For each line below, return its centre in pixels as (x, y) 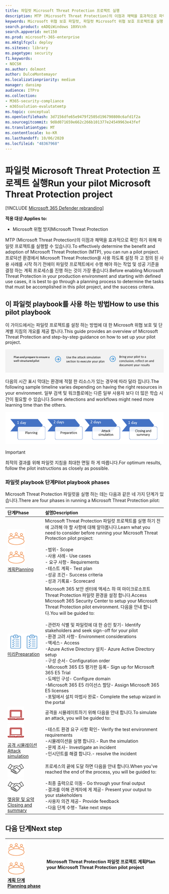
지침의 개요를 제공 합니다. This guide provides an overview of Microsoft (86, 331)
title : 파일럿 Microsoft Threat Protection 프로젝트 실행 (62, 11)
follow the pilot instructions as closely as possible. (57, 468)
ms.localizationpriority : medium (40, 80)
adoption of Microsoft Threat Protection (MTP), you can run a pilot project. (82, 252)
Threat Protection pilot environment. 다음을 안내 (94, 607)
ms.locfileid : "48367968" (32, 144)
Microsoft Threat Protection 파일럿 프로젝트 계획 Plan (101, 862)
